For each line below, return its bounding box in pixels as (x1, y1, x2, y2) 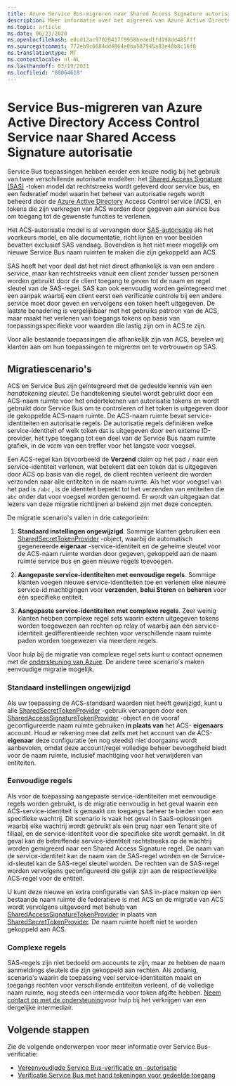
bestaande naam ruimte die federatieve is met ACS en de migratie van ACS (7, 895, 224, 903)
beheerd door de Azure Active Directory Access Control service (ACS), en (7, 198, 222, 206)
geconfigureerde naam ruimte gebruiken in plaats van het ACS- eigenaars (7, 721, 223, 730)
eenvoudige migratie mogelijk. (7, 665, 95, 673)
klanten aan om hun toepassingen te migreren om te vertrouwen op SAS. (7, 342, 218, 351)
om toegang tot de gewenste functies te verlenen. (7, 212, 152, 221)
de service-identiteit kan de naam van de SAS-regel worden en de (7, 851, 199, 860)
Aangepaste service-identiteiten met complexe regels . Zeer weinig (17, 607, 216, 615)
